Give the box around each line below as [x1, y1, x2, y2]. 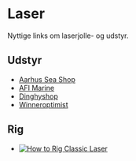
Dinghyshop [18, 92, 58, 101]
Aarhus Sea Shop [18, 74, 75, 84]
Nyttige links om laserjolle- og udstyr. [7, 31, 129, 40]
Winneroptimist [18, 99, 68, 109]
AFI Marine [18, 83, 55, 92]
